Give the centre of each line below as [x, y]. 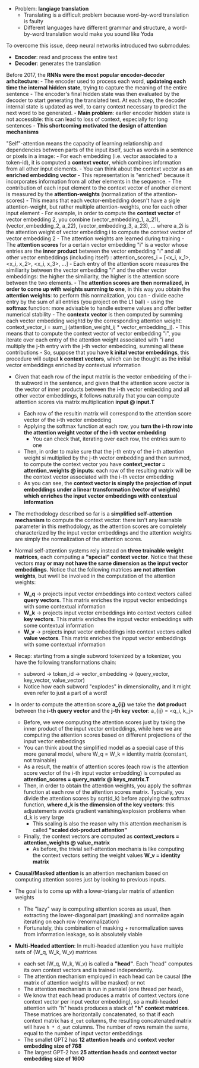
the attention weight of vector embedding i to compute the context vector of [99, 232]
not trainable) [40, 760]
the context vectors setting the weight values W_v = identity [106, 855]
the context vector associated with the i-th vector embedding [99, 477]
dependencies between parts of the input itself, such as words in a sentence [100, 150]
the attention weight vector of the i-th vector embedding [95, 432]
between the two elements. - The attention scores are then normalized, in [98, 283]
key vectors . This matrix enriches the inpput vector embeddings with [108, 619]
